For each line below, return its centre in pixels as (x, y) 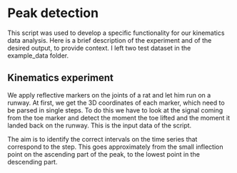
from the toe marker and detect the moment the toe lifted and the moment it (119, 117)
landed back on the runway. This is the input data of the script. (100, 125)
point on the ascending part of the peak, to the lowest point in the (104, 154)
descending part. (32, 162)
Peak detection (53, 13)
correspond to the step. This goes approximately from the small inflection (115, 147)
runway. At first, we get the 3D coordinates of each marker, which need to (116, 103)
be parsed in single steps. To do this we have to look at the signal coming (115, 110)
